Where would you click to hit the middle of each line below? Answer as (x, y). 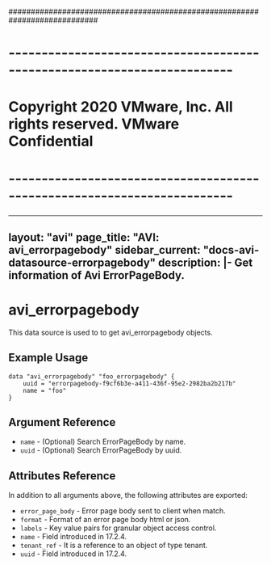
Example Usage (48, 358)
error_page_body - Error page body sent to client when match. (123, 511)
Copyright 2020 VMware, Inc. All (121, 107)
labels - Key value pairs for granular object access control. (118, 528)
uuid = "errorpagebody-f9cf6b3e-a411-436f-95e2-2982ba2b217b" (129, 383)
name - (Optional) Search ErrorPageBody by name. (103, 442)
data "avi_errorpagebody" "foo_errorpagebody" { (92, 376)
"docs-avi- (231, 250)
